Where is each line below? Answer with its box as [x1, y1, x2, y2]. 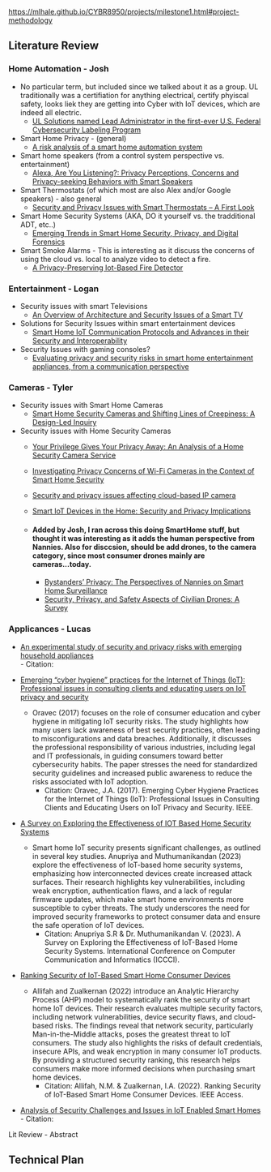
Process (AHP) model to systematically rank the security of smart [32, 994, 251, 1004]
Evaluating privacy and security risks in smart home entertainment [32, 353, 253, 363]
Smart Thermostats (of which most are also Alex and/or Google [19, 185, 231, 195]
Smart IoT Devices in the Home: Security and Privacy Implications [32, 506, 252, 516]
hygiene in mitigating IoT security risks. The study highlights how [32, 716, 249, 726]
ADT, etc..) [19, 219, 57, 230]
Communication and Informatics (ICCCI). [44, 955, 180, 964]
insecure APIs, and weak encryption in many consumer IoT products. [32, 1046, 262, 1056]
